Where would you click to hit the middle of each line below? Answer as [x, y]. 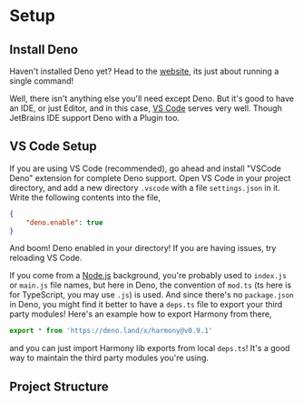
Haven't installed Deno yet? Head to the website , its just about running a [144, 71]
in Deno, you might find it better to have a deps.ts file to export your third [146, 305]
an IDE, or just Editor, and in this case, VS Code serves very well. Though [146, 108]
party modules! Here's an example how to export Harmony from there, [141, 314]
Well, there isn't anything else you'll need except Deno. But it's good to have [152, 98]
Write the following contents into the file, [85, 197]
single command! [42, 81]
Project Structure [59, 386]
